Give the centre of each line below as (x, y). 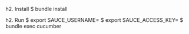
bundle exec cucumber (34, 26)
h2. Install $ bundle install (37, 9)
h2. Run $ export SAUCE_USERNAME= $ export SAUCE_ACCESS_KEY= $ (94, 20)
